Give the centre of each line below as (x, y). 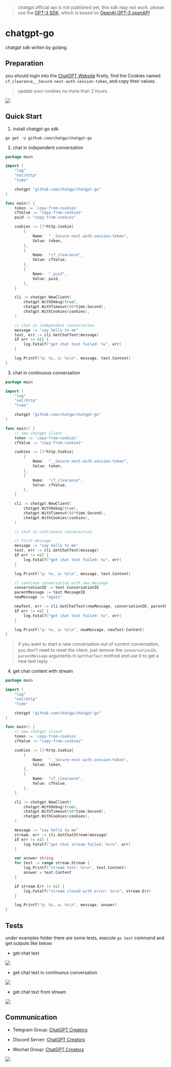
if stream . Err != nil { (40, 886)
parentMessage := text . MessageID (50, 592)
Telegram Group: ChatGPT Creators (50, 1029)
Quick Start (24, 117)
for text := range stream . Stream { (52, 863)
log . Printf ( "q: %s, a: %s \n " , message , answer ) (66, 905)
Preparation (24, 63)
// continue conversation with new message (61, 583)
